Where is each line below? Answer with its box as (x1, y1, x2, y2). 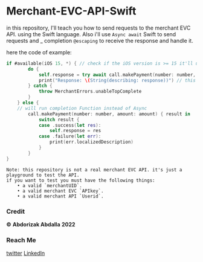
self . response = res (49, 128, 101, 134)
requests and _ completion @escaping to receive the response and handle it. (6, 37, 193, 44)
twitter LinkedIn (6, 249, 45, 257)
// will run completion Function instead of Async (17, 105, 147, 111)
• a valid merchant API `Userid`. (17, 193, 104, 199)
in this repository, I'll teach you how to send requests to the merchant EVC (6, 24, 191, 31)
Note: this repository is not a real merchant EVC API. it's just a (6, 167, 182, 173)
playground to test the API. (6, 172, 80, 178)
